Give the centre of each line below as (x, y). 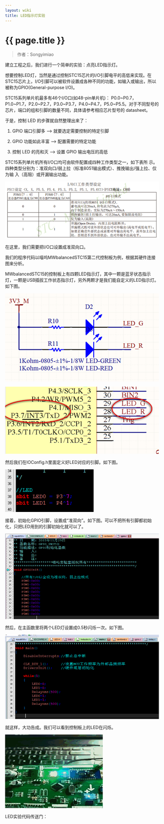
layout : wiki (18, 10)
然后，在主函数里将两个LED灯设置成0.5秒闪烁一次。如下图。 (66, 628)
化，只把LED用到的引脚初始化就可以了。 (46, 526)
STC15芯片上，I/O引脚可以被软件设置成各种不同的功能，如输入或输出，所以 (81, 81)
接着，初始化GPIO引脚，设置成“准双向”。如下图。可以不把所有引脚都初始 (79, 520)
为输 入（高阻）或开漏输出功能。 (38, 174)
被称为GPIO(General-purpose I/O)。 (41, 88)
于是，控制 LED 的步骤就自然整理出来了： (47, 121)
